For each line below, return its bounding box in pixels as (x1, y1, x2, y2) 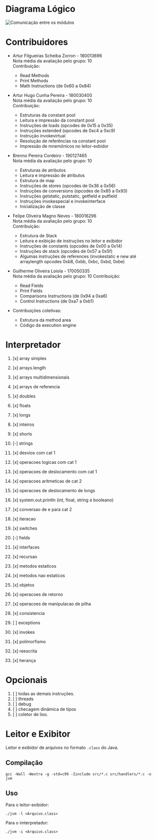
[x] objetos (12, 582, 35, 588)
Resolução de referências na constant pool (19, 138, 106, 144)
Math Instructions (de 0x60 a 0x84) (19, 83, 91, 89)
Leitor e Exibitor (5, 728, 71, 739)
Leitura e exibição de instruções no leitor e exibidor (19, 238, 123, 244)
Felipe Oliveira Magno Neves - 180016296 (12, 213, 97, 219)
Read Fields (19, 283, 44, 288)
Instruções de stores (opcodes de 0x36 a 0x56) (19, 183, 116, 189)
